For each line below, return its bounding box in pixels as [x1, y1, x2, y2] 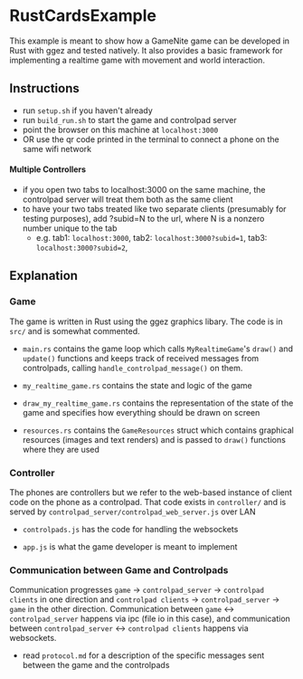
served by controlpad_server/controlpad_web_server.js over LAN [9, 506, 256, 517]
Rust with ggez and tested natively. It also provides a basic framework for [9, 44, 283, 55]
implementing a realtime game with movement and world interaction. [9, 54, 265, 65]
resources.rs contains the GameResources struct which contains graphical [22, 425, 294, 435]
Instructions [9, 81, 80, 96]
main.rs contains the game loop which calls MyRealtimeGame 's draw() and [22, 343, 294, 354]
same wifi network [22, 143, 92, 154]
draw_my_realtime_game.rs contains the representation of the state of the [22, 397, 294, 408]
